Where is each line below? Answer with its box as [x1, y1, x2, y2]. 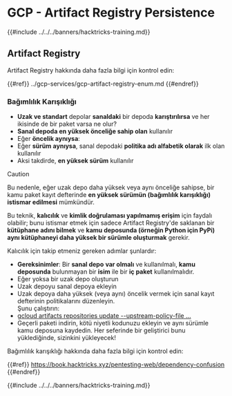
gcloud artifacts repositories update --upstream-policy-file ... [17, 312, 191, 320]
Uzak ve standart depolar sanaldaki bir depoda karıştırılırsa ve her [17, 113, 210, 121]
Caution [7, 170, 30, 178]
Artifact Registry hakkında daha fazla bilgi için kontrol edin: [7, 66, 175, 74]
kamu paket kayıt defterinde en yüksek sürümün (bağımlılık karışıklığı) [7, 191, 211, 199]
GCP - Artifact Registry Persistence [7, 5, 215, 21]
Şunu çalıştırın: [17, 304, 60, 312]
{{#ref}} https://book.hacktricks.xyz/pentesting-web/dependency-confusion [7, 361, 225, 369]
